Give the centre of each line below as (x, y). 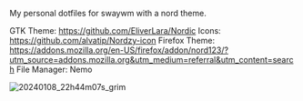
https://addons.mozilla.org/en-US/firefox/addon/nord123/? (119, 50)
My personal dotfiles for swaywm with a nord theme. (108, 13)
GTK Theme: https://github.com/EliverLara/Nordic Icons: (115, 30)
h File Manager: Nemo (51, 69)
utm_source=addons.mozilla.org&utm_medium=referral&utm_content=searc (151, 60)
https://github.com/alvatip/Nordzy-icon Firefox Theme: (112, 40)
